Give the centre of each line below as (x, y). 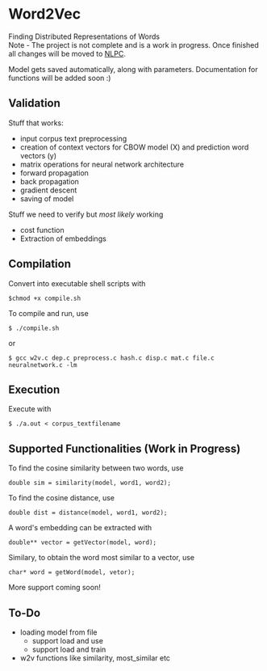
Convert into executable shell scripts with (77, 283)
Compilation (40, 264)
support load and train (69, 649)
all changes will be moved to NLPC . (67, 53)
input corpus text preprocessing (73, 138)
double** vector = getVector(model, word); (83, 542)
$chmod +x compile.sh (45, 298)
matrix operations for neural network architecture (102, 164)
